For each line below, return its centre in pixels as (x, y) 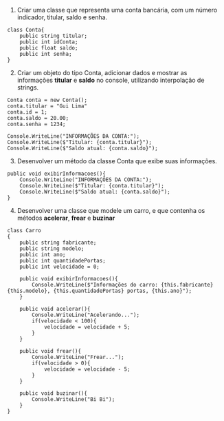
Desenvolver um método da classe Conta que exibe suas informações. (117, 161)
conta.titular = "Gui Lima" (47, 106)
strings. (28, 88)
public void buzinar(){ (54, 393)
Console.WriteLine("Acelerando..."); (86, 315)
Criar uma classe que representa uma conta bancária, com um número (117, 10)
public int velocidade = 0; (59, 267)
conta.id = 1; (27, 112)
